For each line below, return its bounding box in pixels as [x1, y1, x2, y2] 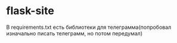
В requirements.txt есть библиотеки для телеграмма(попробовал [6, 24, 172, 31]
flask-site [6, 4, 55, 18]
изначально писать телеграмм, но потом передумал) [6, 29, 143, 37]
